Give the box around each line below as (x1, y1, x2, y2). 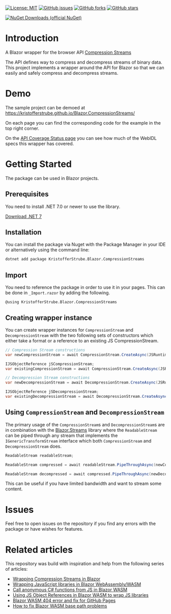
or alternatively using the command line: (5, 247, 90, 253)
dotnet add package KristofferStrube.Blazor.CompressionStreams (5, 257, 145, 262)
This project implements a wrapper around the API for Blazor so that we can (5, 64, 164, 71)
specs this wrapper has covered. (5, 140, 74, 147)
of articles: (5, 566, 28, 572)
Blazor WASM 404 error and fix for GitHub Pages (12, 598, 116, 604)
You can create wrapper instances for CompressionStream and (5, 327, 134, 333)
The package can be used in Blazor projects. (5, 175, 99, 181)
